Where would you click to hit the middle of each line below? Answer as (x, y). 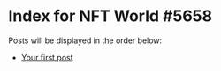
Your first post (47, 57)
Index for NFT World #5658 (110, 16)
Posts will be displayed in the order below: (85, 40)
